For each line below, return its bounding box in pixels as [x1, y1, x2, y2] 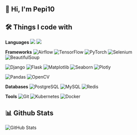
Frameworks [5, 49, 32, 55]
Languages [5, 39, 29, 45]
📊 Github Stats [5, 109, 54, 117]
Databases [5, 84, 29, 90]
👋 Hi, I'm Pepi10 [5, 5, 55, 14]
